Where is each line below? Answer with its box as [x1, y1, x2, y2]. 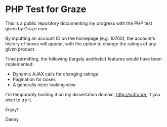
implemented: [5, 61, 34, 67]
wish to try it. [5, 97, 33, 103]
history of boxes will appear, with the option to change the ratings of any [5, 40, 156, 46]
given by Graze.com [5, 25, 48, 31]
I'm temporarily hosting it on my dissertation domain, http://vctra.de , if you [5, 91, 160, 97]
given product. [5, 46, 36, 52]
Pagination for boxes [12, 76, 56, 82]
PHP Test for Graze [5, 4, 87, 15]
